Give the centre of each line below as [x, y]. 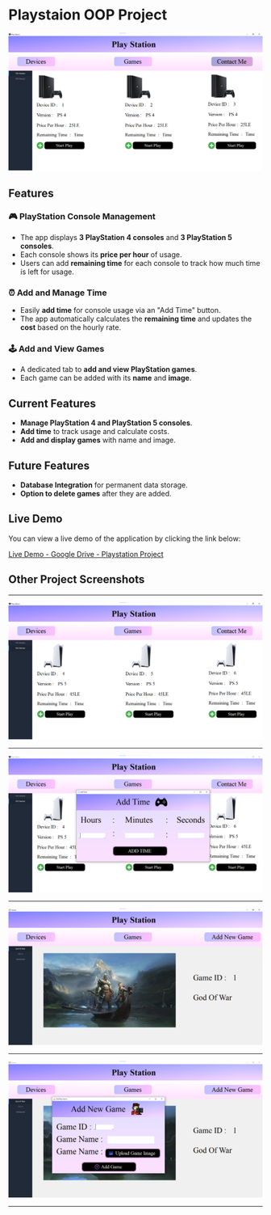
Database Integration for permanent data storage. [104, 485]
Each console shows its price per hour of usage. [101, 254]
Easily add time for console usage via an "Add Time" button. [120, 310]
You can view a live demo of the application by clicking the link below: [125, 538]
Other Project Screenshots [77, 580]
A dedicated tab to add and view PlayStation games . [108, 369]
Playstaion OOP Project [88, 15]
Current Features [52, 403]
